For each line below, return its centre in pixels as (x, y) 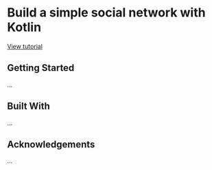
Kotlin (24, 27)
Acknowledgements (51, 144)
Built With (28, 106)
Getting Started (41, 68)
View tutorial (25, 46)
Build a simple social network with (106, 13)
